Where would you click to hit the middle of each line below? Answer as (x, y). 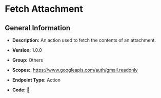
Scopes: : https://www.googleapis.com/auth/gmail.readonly (75, 70)
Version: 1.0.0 (27, 50)
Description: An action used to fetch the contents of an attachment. (84, 40)
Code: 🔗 (21, 90)
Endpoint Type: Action (36, 80)
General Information (38, 28)
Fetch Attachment (44, 9)
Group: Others (27, 60)
